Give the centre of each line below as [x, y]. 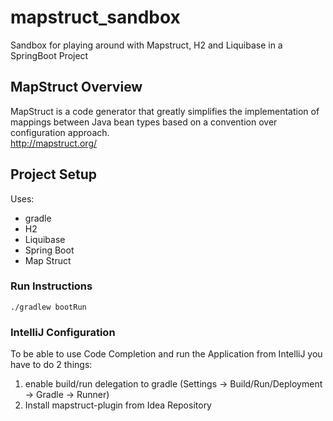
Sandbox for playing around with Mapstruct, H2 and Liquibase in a [146, 45]
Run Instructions [51, 286]
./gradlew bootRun [48, 307]
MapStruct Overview [76, 87]
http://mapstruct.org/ [54, 143]
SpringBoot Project [49, 55]
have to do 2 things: [51, 365]
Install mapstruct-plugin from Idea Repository [118, 405]
